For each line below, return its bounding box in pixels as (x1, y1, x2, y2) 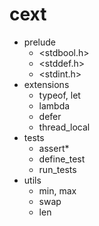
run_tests (38, 163, 77, 175)
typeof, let (38, 89, 81, 101)
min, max (38, 184, 77, 197)
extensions (23, 78, 70, 90)
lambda (38, 99, 71, 112)
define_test (38, 153, 86, 165)
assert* (38, 142, 70, 154)
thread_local (38, 121, 91, 133)
